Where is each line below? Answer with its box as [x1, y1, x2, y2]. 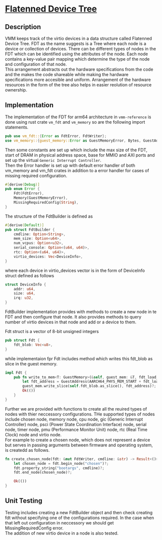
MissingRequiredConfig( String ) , [13, 200, 79, 205]
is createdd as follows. [5, 447, 50, 453]
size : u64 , [13, 291, 36, 296]
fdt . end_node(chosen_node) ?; [13, 470, 72, 475]
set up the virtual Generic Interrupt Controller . [5, 157, 102, 163]
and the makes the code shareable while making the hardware [5, 72, 129, 77]
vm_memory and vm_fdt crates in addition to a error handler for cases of [5, 167, 149, 173]
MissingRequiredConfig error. [5, 525, 64, 531]
